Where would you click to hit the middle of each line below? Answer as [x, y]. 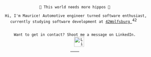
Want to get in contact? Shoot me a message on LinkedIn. [75, 35]
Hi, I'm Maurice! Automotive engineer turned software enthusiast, [76, 16]
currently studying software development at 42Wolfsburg [70, 22]
